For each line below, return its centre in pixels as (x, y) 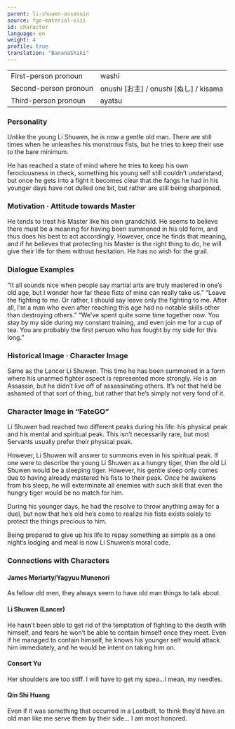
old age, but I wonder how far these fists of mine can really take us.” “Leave (117, 292)
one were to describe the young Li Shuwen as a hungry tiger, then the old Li (117, 463)
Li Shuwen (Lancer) (36, 609)
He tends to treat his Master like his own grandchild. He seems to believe (113, 222)
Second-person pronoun (52, 88)
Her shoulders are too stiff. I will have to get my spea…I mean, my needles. (115, 679)
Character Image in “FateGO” (58, 411)
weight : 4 (22, 40)
